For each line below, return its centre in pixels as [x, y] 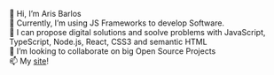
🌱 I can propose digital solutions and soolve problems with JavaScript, [137, 32]
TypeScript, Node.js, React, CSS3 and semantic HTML [108, 41]
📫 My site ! [29, 61]
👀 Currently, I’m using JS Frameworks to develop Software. [117, 23]
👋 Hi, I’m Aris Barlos [45, 14]
